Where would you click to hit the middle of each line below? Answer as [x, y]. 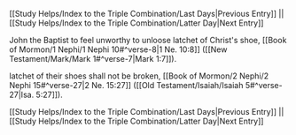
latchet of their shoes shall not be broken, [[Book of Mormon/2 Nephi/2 [139, 76]
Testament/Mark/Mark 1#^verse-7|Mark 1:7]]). [93, 59]
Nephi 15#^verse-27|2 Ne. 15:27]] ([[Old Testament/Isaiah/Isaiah [126, 85]
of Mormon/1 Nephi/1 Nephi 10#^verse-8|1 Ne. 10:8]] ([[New [118, 49]
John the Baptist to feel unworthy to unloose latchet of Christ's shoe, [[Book [148, 40]
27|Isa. [22, 94]
